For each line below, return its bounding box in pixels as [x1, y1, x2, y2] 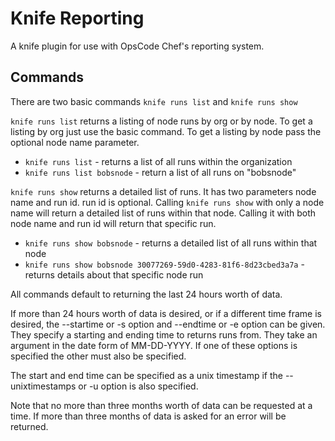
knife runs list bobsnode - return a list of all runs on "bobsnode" [24, 166, 297, 178]
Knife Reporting [10, 7, 145, 30]
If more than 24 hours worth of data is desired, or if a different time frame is [10, 307, 322, 319]
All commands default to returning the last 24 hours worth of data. [10, 288, 283, 300]
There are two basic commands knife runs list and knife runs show [10, 95, 298, 107]
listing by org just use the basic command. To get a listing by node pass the [10, 125, 322, 137]
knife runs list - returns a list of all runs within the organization [24, 155, 293, 167]
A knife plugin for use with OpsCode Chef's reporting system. [10, 40, 265, 52]
